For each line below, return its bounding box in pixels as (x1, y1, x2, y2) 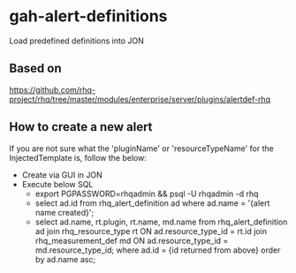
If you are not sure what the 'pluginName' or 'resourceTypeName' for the (9, 143, 274, 154)
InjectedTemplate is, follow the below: (9, 152, 148, 163)
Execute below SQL (21, 178, 94, 189)
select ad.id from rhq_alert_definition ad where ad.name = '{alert (34, 197, 270, 209)
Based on (9, 61, 62, 76)
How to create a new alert (9, 119, 153, 134)
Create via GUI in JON (21, 170, 103, 180)
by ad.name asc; (34, 254, 96, 264)
